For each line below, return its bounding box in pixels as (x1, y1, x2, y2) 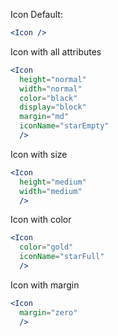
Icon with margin (10, 279, 80, 291)
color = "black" (19, 93, 78, 103)
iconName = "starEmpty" (19, 121, 110, 131)
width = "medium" (19, 186, 83, 196)
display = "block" (19, 102, 87, 113)
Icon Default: (10, 9, 63, 20)
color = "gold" (19, 242, 74, 253)
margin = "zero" (19, 307, 78, 318)
